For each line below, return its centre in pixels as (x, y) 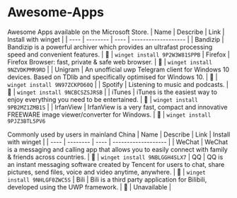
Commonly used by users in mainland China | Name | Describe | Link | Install (119, 134)
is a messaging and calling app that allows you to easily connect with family (117, 149)
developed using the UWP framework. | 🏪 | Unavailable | (89, 187)
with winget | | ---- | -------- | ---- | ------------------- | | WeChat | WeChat (118, 141)
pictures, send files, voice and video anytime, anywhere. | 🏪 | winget (107, 172)
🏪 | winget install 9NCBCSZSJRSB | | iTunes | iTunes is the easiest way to (112, 92)
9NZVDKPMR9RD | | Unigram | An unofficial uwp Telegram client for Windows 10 (118, 69)
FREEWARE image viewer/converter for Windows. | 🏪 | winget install (109, 115)
